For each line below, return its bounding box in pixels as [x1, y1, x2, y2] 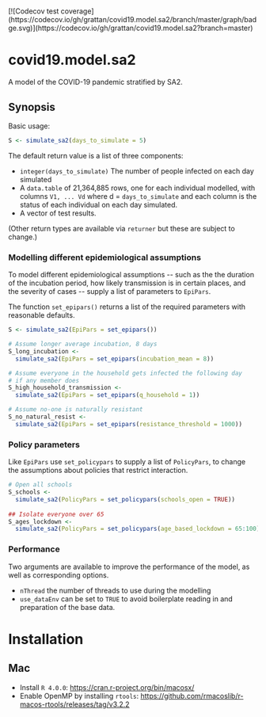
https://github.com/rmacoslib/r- [140, 691, 244, 700]
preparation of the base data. [19, 602, 116, 612]
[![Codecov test [8, 6, 59, 16]
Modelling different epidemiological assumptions [8, 252, 202, 263]
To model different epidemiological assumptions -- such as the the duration [8, 270, 255, 280]
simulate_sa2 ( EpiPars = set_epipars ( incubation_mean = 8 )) [15, 355, 215, 363]
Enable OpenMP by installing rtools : [19, 691, 139, 700]
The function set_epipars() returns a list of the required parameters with [8, 302, 246, 311]
